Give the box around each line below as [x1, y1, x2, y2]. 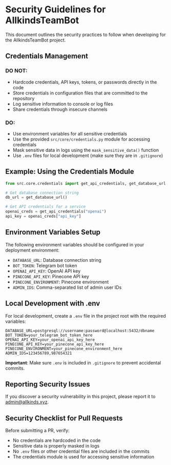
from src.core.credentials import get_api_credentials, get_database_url [5, 181, 166, 186]
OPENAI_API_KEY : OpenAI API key [12, 268, 81, 274]
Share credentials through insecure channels [12, 106, 108, 112]
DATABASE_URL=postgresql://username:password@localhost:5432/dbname [5, 328, 155, 333]
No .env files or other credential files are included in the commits [12, 448, 150, 455]
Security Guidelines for [5, 4, 106, 15]
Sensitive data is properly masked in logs [12, 443, 100, 449]
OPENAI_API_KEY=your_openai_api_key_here [5, 337, 95, 342]
